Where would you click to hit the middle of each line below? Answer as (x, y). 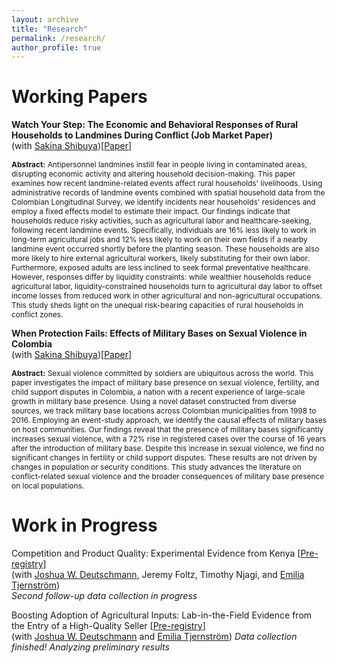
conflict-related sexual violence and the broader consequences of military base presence (168, 476)
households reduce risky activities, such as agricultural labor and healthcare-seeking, (161, 221)
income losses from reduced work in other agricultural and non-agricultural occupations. (167, 296)
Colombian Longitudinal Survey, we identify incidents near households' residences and (163, 202)
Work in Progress (84, 525)
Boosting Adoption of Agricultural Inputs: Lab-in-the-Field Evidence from (162, 615)
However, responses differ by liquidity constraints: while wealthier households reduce (161, 277)
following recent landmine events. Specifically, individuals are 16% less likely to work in (164, 230)
